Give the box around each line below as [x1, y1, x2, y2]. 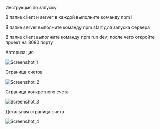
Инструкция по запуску [5, 5, 57, 10]
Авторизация [5, 49, 34, 55]
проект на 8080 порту [5, 39, 54, 45]
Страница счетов [5, 69, 43, 75]
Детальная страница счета [5, 109, 65, 114]
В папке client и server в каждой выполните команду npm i [5, 14, 133, 20]
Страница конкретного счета [5, 89, 69, 95]
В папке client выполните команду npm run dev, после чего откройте [5, 34, 155, 40]
